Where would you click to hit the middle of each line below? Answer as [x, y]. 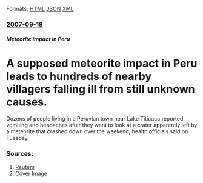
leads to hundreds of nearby [79, 76]
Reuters [25, 167]
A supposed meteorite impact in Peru [102, 63]
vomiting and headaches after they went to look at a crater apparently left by [102, 125]
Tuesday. [18, 138]
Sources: [20, 154]
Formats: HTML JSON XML [40, 9]
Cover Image [31, 173]
